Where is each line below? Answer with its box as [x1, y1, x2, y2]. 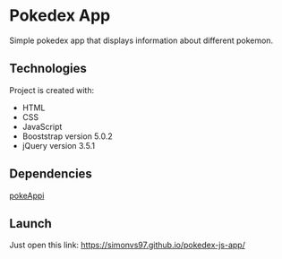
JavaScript [21, 121, 63, 132]
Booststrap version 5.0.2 [21, 131, 114, 142]
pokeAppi [9, 190, 45, 201]
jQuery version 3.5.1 [21, 140, 96, 151]
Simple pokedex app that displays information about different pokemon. [9, 35, 274, 46]
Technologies [9, 61, 88, 76]
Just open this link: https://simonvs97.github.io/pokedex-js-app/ [9, 239, 246, 251]
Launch [9, 216, 52, 231]
